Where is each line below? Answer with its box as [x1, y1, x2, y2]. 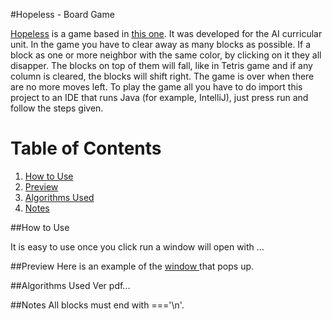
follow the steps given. [10, 102, 104, 114]
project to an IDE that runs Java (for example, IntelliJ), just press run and [10, 92, 309, 103]
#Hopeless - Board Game [10, 9, 115, 20]
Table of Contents [10, 137, 162, 160]
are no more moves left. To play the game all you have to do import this [10, 81, 303, 93]
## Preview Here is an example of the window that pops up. [10, 260, 255, 272]
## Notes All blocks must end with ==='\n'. [10, 299, 185, 311]
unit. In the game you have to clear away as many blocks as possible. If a [10, 39, 312, 50]
